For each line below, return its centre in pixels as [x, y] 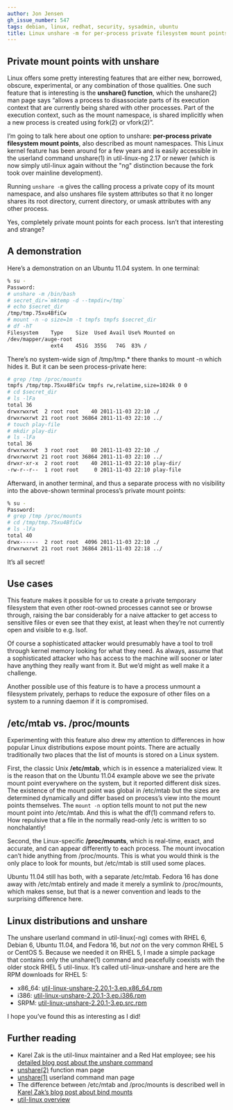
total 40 [20, 536]
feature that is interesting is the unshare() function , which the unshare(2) [112, 93]
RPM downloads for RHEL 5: [48, 975]
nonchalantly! [27, 828]
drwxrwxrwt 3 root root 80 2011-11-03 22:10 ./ [83, 451]
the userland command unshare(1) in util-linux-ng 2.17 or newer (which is [111, 158]
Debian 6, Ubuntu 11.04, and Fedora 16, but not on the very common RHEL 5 [115, 945]
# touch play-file [34, 424]
